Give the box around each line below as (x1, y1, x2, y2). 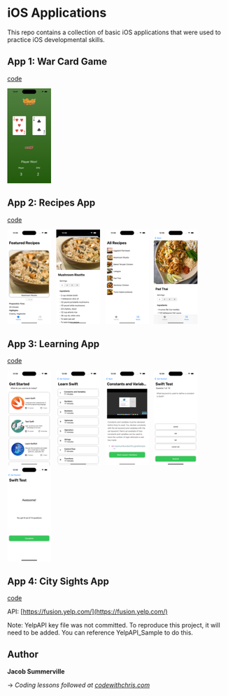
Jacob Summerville (7, 667, 65, 676)
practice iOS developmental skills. (7, 35, 105, 43)
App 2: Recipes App (7, 197, 96, 209)
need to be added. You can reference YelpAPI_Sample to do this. (7, 628, 194, 637)
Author (7, 648, 38, 660)
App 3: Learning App (7, 338, 100, 350)
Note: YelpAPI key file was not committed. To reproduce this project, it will (7, 620, 220, 629)
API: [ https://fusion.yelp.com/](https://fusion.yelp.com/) (7, 607, 168, 616)
